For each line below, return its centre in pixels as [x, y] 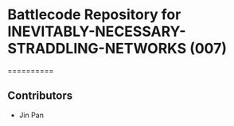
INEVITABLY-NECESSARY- [97, 31]
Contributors [40, 96]
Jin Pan [31, 115]
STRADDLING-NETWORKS [97, 49]
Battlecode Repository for [94, 15]
